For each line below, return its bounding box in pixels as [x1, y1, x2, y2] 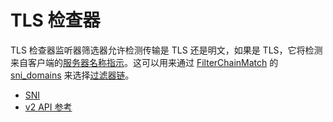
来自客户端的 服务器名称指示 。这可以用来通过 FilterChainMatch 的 [10, 56, 279, 68]
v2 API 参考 [24, 101, 73, 113]
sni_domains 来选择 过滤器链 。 [10, 69, 135, 81]
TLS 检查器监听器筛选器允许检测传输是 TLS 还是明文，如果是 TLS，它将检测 [10, 44, 323, 56]
